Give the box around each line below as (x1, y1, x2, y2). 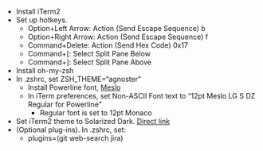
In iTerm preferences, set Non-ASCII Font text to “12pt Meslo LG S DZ (27, 91, 256, 100)
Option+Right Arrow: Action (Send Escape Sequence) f (27, 32, 209, 41)
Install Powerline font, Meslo (27, 83, 121, 92)
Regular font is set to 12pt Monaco (39, 108, 153, 118)
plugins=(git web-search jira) (27, 134, 124, 142)
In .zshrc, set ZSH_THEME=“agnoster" (15, 75, 142, 83)
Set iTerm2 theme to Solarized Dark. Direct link (15, 117, 171, 126)
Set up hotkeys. (15, 15, 68, 25)
